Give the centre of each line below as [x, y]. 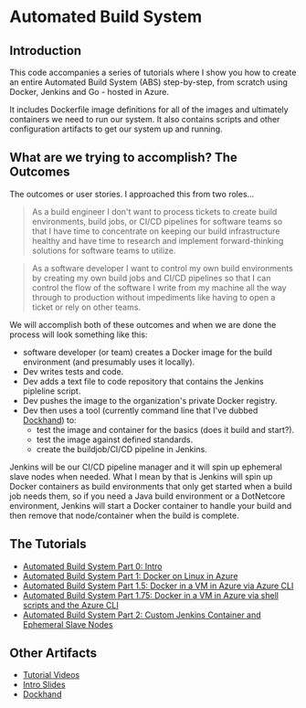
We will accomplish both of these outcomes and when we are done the [143, 324]
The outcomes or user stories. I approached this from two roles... [132, 194]
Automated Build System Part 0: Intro [92, 566]
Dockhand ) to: [49, 420]
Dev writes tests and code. [73, 371]
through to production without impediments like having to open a [153, 297]
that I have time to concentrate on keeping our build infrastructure [156, 231]
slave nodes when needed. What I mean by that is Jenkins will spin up [141, 476]
